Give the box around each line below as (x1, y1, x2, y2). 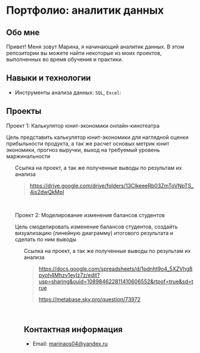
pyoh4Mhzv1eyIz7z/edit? (38, 271, 100, 278)
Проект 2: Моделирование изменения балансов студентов (14, 211, 165, 218)
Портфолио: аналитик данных (6, 4, 164, 17)
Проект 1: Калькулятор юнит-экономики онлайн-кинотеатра (6, 122, 160, 129)
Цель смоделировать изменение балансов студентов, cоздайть (14, 223, 178, 230)
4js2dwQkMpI (29, 188, 64, 196)
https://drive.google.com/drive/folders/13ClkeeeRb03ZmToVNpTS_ (29, 182, 194, 189)
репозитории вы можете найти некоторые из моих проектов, (6, 49, 162, 57)
